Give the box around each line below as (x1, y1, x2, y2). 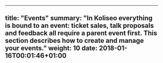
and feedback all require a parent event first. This (5, 29, 158, 38)
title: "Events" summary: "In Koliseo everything (5, 14, 153, 22)
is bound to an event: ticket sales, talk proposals (5, 22, 154, 30)
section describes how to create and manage (5, 37, 144, 45)
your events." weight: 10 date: (5, 44, 98, 52)
